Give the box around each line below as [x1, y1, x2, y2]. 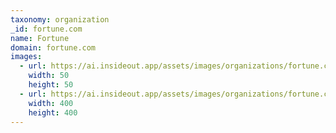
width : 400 [28, 98, 74, 108]
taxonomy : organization [10, 14, 110, 25]
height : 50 [28, 80, 74, 90]
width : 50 [28, 71, 70, 81]
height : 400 [28, 107, 78, 118]
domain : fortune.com [10, 42, 97, 53]
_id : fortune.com [10, 24, 83, 34]
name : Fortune [10, 33, 70, 43]
